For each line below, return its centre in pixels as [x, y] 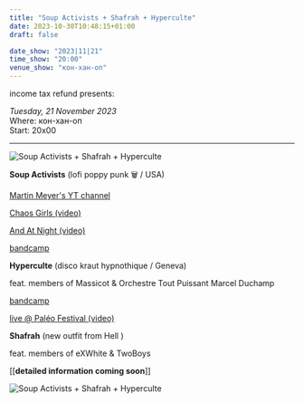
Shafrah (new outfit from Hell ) [66, 336]
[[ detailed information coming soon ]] [80, 371]
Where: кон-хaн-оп [46, 120]
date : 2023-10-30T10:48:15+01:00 [72, 26]
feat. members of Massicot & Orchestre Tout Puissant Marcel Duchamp [142, 283]
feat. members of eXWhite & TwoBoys [80, 353]
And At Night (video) [47, 230]
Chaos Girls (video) [45, 213]
